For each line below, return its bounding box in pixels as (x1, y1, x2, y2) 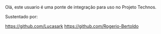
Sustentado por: (5, 14, 38, 19)
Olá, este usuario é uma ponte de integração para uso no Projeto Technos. (5, 4, 157, 10)
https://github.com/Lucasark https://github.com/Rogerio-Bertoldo (5, 23, 139, 29)
